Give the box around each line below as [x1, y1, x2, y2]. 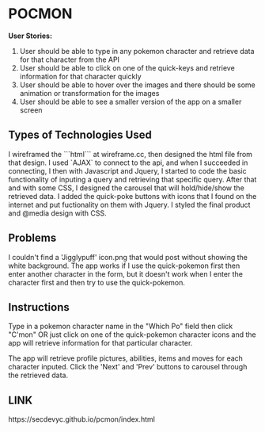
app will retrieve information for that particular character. [8, 338, 193, 348]
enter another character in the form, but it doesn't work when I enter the [8, 269, 244, 278]
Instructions [8, 300, 70, 314]
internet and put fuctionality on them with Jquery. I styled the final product [8, 200, 251, 209]
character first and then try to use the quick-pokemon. [8, 277, 186, 287]
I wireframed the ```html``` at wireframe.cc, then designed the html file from [8, 149, 253, 159]
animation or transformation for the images [19, 88, 160, 97]
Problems [8, 231, 57, 245]
